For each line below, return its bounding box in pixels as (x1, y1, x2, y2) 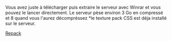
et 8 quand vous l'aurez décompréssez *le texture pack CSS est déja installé (5, 15, 167, 21)
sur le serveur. (5, 20, 36, 26)
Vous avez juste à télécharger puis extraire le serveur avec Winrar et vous (5, 5, 161, 10)
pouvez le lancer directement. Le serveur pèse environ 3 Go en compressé (5, 10, 163, 16)
